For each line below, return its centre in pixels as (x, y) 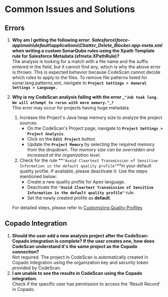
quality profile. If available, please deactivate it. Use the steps (83, 171)
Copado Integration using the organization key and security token (80, 262)
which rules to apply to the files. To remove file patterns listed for (80, 77)
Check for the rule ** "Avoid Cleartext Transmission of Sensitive (89, 160)
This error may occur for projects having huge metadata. (71, 108)
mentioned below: (38, 176)
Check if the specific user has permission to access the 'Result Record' (86, 284)
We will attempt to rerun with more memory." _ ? (63, 102)
